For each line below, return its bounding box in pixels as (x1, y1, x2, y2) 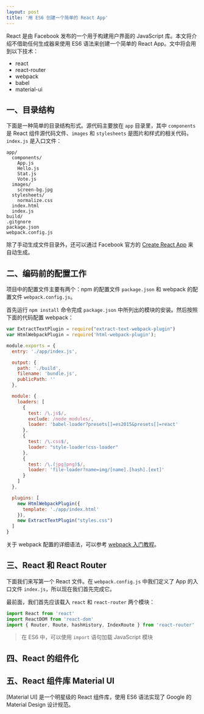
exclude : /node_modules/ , (28, 416, 94, 422)
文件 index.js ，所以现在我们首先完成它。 (11, 585, 116, 593)
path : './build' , (17, 365, 62, 371)
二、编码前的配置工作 (6, 268, 86, 278)
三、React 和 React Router (6, 560, 107, 571)
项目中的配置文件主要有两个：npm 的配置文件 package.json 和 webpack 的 (6, 286, 193, 293)
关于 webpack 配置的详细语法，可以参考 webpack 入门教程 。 (6, 541, 160, 548)
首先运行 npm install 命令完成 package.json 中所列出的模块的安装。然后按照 (6, 306, 198, 314)
